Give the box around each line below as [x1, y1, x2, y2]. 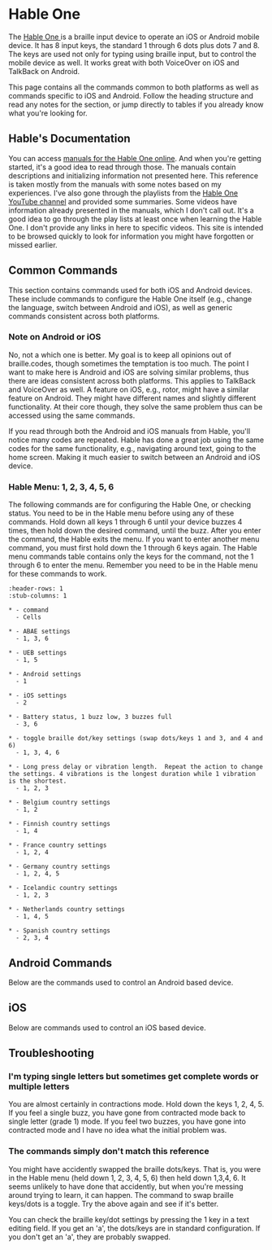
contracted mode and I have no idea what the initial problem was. [8, 1125, 227, 1135]
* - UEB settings [8, 649, 67, 657]
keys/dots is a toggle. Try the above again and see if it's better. [8, 1199, 219, 1208]
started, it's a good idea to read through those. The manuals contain [8, 162, 236, 172]
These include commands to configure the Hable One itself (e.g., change [8, 294, 253, 304]
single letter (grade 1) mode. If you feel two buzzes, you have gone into [8, 1116, 246, 1126]
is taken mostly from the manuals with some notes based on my [8, 179, 222, 189]
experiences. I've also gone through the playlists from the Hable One [8, 188, 239, 198]
